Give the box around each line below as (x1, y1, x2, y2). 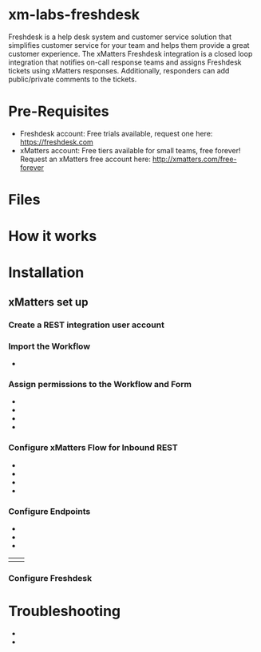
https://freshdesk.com (19, 137, 93, 147)
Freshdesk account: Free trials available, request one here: (19, 128, 213, 138)
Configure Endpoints (8, 505, 91, 516)
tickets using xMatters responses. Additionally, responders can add (8, 65, 230, 75)
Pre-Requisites (8, 102, 109, 121)
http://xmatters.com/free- (152, 154, 237, 164)
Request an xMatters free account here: (19, 154, 152, 164)
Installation (8, 263, 85, 282)
